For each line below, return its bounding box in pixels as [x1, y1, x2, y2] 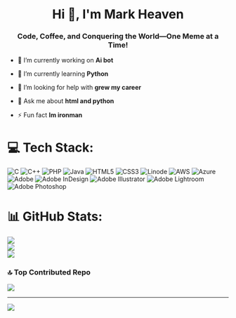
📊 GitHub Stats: [7, 208, 103, 224]
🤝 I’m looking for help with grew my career [17, 84, 142, 92]
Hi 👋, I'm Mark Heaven [52, 6, 184, 22]
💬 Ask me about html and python [17, 97, 114, 105]
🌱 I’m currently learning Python [17, 69, 109, 78]
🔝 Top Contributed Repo [7, 267, 91, 277]
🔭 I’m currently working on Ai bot [17, 56, 114, 65]
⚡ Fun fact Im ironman [17, 111, 83, 119]
